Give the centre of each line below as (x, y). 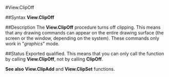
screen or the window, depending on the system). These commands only (82, 38)
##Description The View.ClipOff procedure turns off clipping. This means (83, 27)
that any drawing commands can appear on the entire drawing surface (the (84, 33)
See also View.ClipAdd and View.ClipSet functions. (60, 69)
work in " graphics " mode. (33, 44)
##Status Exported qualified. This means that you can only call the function (85, 54)
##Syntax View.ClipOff (30, 17)
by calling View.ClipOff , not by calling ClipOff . (54, 59)
